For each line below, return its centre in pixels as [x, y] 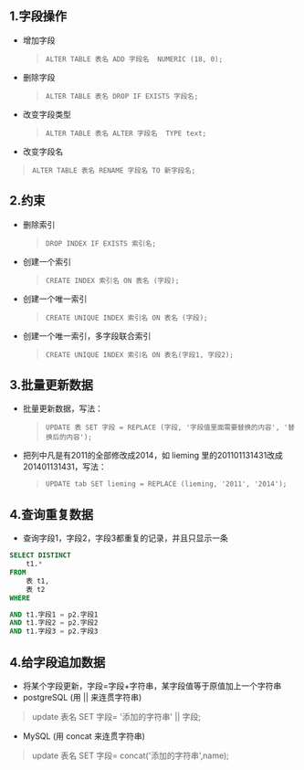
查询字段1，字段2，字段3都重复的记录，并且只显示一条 [125, 538]
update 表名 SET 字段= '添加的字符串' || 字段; [116, 716]
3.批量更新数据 [52, 385]
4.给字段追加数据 [58, 662]
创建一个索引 [47, 261]
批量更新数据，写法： [63, 408]
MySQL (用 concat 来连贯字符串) [84, 736]
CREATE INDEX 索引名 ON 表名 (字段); [112, 280]
